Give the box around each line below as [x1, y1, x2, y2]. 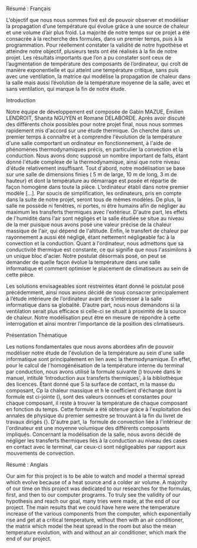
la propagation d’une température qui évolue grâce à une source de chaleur [6, 23, 189, 29]
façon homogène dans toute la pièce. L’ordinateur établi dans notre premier [6, 183, 189, 191]
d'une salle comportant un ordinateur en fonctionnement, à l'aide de [6, 140, 172, 146]
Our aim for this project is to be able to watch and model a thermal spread [6, 472, 185, 480]
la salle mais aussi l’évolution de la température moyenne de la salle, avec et [6, 79, 191, 86]
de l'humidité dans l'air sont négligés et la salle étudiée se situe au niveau [6, 215, 184, 222]
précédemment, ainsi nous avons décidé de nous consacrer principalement [6, 289, 189, 296]
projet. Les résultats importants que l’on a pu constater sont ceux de [6, 54, 172, 61]
